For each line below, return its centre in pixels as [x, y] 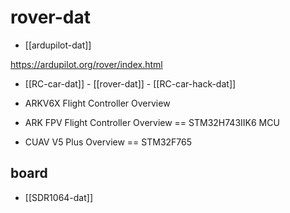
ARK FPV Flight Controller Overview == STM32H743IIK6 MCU [152, 122]
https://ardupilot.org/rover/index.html [86, 64]
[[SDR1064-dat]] [59, 197]
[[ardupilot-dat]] [58, 45]
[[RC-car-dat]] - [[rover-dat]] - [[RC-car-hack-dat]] [130, 83]
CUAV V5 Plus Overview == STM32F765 [108, 142]
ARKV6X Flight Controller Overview [97, 103]
